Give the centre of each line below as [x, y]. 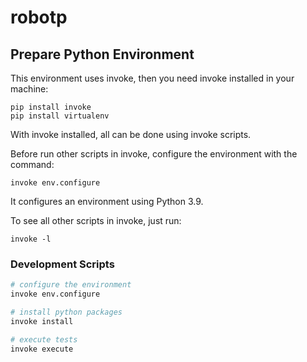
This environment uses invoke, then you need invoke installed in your [152, 78]
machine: [29, 89]
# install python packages [66, 312]
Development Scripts [62, 264]
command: [32, 164]
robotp [39, 17]
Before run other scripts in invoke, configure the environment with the [154, 154]
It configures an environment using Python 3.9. [107, 201]
